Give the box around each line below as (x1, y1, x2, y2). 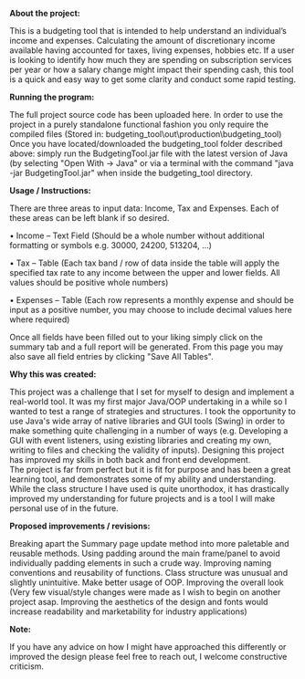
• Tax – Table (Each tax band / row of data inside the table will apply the (9, 257, 280, 268)
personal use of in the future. (9, 503, 119, 514)
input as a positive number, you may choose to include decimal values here (9, 305, 292, 315)
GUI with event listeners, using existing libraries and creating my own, (9, 435, 272, 445)
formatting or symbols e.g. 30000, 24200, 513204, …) (9, 240, 213, 250)
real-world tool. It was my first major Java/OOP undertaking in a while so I (9, 396, 288, 407)
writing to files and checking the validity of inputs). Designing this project (9, 444, 285, 455)
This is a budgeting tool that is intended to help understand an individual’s (9, 26, 288, 36)
